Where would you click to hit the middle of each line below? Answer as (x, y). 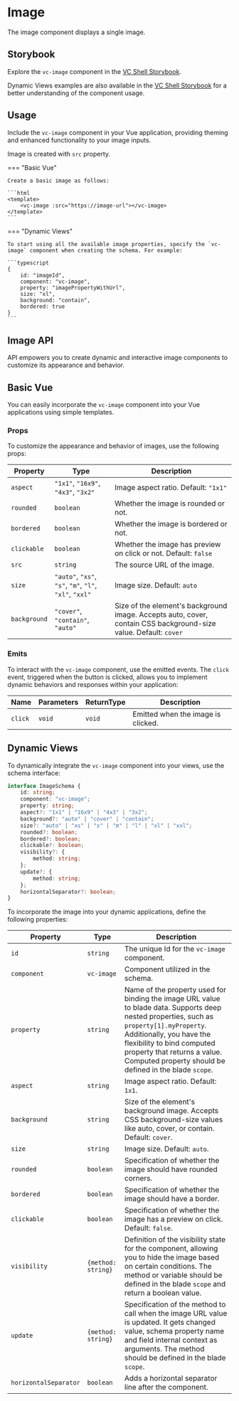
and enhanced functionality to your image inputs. (79, 140)
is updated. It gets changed (170, 1322)
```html (19, 193)
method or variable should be (173, 1275)
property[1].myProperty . (165, 1026)
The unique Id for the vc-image (175, 949)
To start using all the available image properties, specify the (106, 244)
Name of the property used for (175, 990)
